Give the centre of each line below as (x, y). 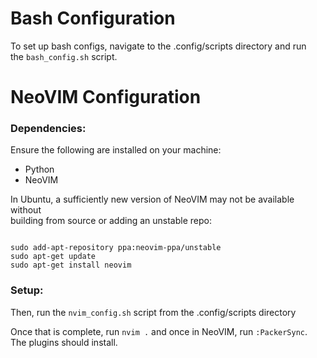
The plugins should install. (64, 342)
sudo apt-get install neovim (71, 265)
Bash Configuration (93, 18)
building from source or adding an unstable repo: (111, 221)
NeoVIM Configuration (106, 97)
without (26, 210)
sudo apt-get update (53, 257)
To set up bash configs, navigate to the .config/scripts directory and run (158, 46)
